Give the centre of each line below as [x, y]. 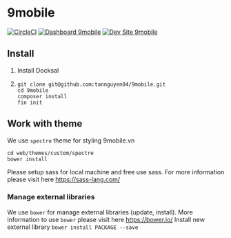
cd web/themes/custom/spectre [51, 153]
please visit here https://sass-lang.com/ [64, 179]
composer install [42, 96]
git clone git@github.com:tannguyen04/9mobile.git [91, 84]
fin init [30, 102]
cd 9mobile [33, 90]
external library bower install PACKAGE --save [73, 227]
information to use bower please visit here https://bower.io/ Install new [106, 219]
